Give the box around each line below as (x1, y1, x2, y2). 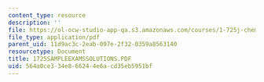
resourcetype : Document (8, 48, 86, 55)
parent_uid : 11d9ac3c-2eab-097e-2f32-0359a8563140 (8, 41, 178, 48)
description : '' (8, 19, 61, 27)
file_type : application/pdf (8, 33, 101, 41)
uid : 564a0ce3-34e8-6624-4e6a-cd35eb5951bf (8, 62, 153, 70)
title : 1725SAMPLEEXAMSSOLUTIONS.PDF (8, 55, 132, 63)
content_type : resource (8, 11, 86, 20)
